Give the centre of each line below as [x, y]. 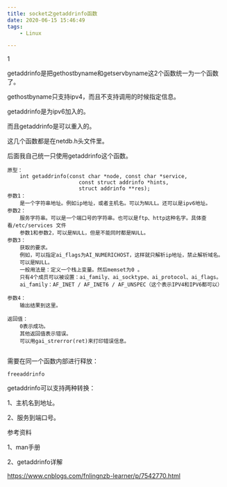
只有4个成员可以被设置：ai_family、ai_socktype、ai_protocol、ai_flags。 [121, 278]
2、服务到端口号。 [34, 417]
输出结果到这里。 [40, 306]
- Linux [31, 33]
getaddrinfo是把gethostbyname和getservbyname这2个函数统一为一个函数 [113, 73]
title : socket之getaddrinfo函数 [52, 14]
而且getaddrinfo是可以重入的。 [51, 127]
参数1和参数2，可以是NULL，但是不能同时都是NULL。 [84, 233]
